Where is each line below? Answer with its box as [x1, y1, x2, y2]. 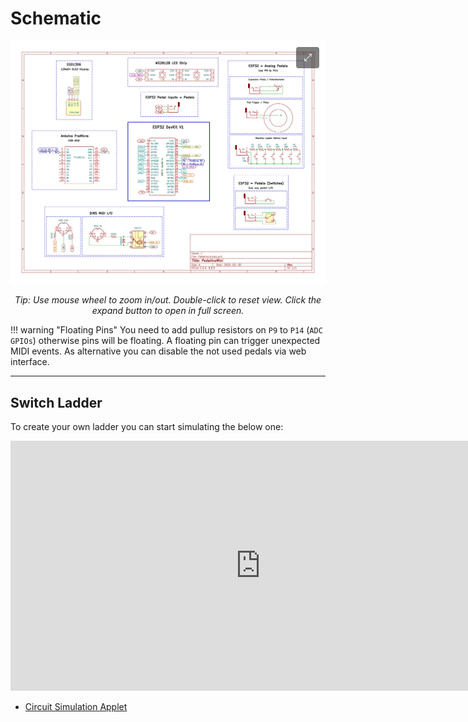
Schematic [10, 7, 102, 30]
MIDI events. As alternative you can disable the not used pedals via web [10, 345, 307, 357]
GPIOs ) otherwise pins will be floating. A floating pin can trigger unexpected [10, 335, 321, 347]
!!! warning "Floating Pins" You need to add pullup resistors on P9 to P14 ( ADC [10, 324, 323, 336]
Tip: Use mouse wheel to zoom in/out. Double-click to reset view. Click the [14, 294, 322, 306]
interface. [10, 356, 50, 368]
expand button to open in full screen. [91, 305, 245, 317]
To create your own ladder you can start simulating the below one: [10, 421, 284, 433]
